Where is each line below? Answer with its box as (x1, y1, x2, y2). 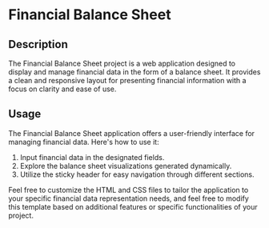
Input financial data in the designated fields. (19, 152, 165, 162)
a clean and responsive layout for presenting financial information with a (8, 76, 247, 85)
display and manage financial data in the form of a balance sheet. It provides (8, 67, 261, 77)
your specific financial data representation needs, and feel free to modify (8, 194, 250, 203)
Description (8, 38, 68, 51)
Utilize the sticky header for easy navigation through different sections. (19, 170, 255, 179)
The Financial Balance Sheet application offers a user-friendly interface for (8, 128, 255, 138)
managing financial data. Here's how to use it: (8, 137, 159, 146)
